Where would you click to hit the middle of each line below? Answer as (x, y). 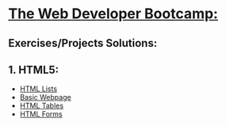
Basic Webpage (45, 97)
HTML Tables (42, 106)
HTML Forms (41, 114)
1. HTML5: (34, 69)
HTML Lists (38, 89)
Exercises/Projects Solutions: (83, 43)
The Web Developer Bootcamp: (113, 14)
